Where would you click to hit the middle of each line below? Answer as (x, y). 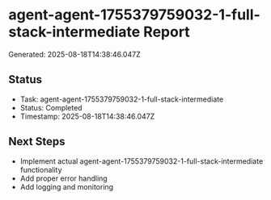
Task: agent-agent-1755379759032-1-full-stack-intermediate (122, 99)
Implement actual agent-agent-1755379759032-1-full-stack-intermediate (142, 161)
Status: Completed (51, 107)
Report (166, 32)
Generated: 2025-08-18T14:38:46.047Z (74, 54)
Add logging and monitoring (67, 186)
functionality (41, 169)
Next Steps (37, 142)
